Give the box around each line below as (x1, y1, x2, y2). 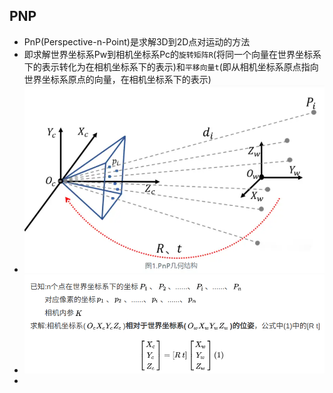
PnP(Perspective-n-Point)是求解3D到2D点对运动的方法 (23, 35, 251, 48)
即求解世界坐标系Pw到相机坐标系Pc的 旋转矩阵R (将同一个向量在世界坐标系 (23, 48, 322, 60)
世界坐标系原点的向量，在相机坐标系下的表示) (23, 73, 212, 85)
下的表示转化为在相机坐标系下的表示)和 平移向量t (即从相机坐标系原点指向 (23, 60, 319, 73)
